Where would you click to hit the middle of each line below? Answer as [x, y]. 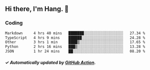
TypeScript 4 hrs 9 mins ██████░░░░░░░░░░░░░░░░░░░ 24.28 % [75, 38]
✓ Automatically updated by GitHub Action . [51, 62]
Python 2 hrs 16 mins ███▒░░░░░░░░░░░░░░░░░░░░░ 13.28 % [75, 47]
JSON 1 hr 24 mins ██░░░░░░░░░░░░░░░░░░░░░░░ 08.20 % [75, 51]
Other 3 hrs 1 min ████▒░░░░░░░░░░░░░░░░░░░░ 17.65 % [75, 42]
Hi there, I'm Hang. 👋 [37, 9]
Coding [14, 23]
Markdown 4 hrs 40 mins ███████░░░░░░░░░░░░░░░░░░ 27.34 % [75, 33]
